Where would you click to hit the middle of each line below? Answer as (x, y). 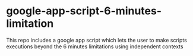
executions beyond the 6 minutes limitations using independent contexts (95, 46)
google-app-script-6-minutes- (84, 11)
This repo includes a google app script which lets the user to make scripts (96, 40)
